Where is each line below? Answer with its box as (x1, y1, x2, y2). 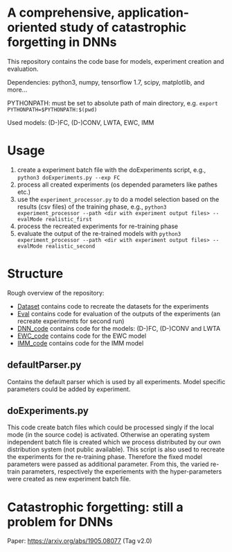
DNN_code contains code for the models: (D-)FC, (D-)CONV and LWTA (17, 324, 221, 332)
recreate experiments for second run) (17, 317, 125, 325)
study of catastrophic (60, 19, 187, 35)
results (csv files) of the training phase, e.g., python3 (17, 202, 167, 211)
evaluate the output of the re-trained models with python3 (17, 229, 181, 237)
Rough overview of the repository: (7, 288, 105, 297)
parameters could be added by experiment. (7, 385, 131, 393)
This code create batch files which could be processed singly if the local (7, 423, 215, 431)
